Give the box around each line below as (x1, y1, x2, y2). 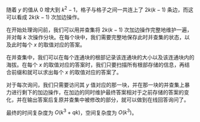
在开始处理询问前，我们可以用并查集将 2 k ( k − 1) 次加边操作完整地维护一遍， (6, 26, 193, 33)
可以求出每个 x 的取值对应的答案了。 (32, 68, 122, 76)
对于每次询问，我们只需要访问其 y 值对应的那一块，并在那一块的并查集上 (6, 81, 185, 88)
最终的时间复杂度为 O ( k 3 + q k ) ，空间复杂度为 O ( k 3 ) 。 (6, 108, 137, 116)
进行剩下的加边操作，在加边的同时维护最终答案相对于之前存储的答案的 (11, 89, 184, 96)
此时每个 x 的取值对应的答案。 (11, 41, 85, 48)
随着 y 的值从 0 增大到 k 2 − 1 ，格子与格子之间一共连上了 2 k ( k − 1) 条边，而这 (6, 5, 194, 13)
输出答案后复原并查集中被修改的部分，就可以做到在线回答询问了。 (26, 96, 189, 103)
